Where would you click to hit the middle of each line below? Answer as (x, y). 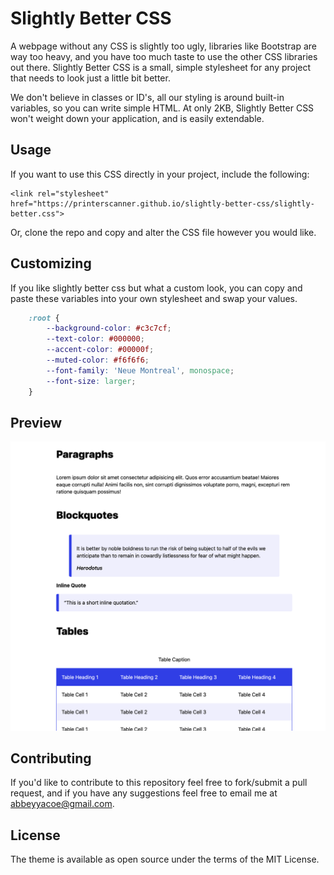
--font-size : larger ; (91, 381)
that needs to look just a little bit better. (90, 78)
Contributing (51, 758)
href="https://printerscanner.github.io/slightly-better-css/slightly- (162, 203)
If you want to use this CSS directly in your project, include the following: (160, 174)
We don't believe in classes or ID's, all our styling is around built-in (147, 97)
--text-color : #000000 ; (95, 339)
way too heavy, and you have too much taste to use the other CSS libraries (164, 56)
